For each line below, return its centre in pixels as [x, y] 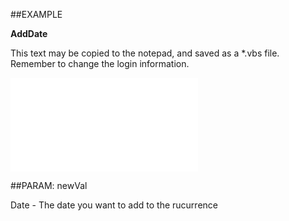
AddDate [29, 33]
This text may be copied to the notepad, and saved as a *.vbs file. [145, 53]
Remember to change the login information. [100, 63]
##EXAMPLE [36, 14]
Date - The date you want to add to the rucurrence [114, 205]
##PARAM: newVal [49, 185]
